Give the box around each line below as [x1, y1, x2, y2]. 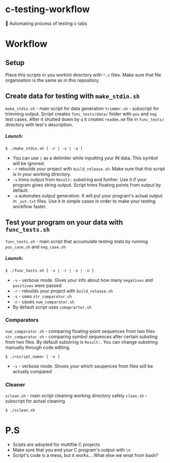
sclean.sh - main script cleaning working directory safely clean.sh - [5, 392, 148, 399]
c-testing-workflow [5, 4, 90, 15]
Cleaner [5, 381, 25, 388]
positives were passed [12, 282, 62, 288]
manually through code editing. [5, 344, 71, 350]
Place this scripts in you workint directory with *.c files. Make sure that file [5, 72, 161, 78]
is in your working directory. [12, 171, 72, 177]
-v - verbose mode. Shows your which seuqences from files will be [12, 363, 153, 369]
